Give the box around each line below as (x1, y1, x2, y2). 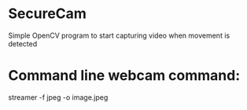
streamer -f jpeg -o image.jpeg (8, 92, 109, 102)
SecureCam (8, 5, 87, 23)
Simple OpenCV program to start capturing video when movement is (8, 31, 230, 40)
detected (8, 38, 38, 48)
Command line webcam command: (8, 67, 241, 85)
